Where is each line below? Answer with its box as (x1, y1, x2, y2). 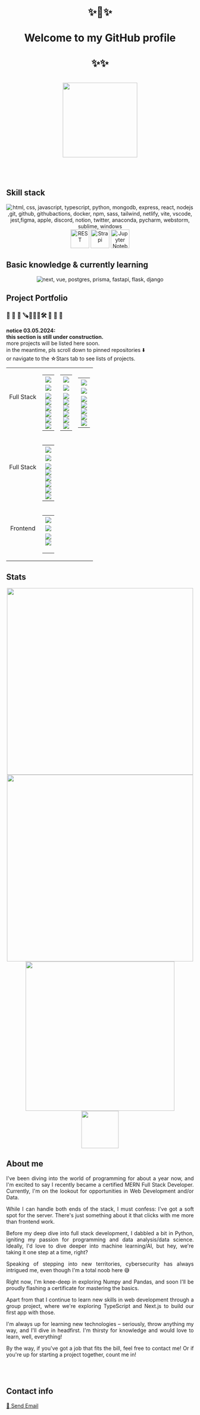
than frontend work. (6, 1218, 55, 1225)
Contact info (6, 1386, 54, 1396)
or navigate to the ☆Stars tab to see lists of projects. (6, 355, 136, 362)
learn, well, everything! (6, 1333, 62, 1340)
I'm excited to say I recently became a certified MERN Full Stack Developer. (6, 1181, 194, 1188)
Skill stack (6, 188, 46, 198)
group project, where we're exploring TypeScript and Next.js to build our (6, 1302, 194, 1309)
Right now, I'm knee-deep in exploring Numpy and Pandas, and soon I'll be (6, 1278, 194, 1285)
